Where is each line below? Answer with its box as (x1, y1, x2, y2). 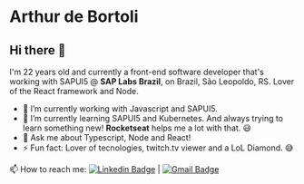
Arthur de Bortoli (9, 6, 139, 27)
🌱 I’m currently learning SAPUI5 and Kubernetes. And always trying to (22, 113, 284, 123)
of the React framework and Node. (9, 86, 139, 96)
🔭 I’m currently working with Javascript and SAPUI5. (22, 103, 218, 114)
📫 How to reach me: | (9, 164, 161, 174)
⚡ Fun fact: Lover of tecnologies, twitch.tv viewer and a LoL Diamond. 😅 (22, 142, 294, 153)
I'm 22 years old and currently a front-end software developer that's (9, 66, 265, 77)
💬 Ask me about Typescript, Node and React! (22, 132, 191, 142)
